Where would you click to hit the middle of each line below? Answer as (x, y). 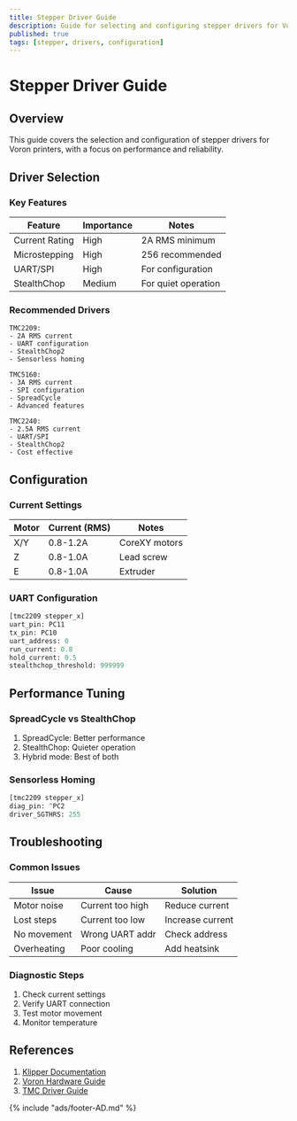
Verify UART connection (66, 1003)
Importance (108, 225)
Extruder (137, 571)
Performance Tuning (67, 693)
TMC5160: (25, 375)
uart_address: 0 (39, 641)
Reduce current (197, 905)
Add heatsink (192, 948)
